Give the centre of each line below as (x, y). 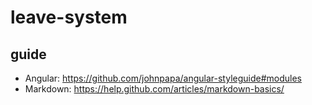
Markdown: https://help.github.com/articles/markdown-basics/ (154, 89)
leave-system (69, 17)
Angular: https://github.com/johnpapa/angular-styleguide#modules (163, 78)
